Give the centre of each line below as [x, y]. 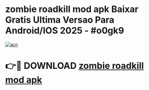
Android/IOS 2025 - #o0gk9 [65, 31]
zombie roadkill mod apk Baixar [72, 9]
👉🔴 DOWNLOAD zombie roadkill [74, 66]
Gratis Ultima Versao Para [60, 20]
